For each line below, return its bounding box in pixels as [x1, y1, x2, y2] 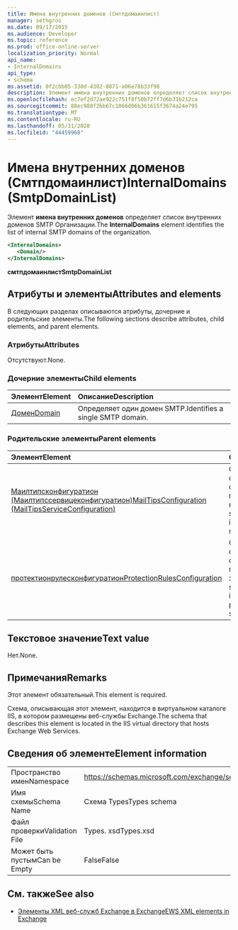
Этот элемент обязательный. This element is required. [7, 691, 168, 699]
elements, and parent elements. [7, 322, 100, 330]
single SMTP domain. [77, 412, 149, 422]
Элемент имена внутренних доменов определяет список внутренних [7, 213, 222, 222]
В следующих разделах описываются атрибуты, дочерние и [7, 307, 191, 315]
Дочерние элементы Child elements [7, 373, 137, 383]
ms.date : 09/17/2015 [7, 23, 69, 30]
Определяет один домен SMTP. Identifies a [77, 404, 224, 414]
